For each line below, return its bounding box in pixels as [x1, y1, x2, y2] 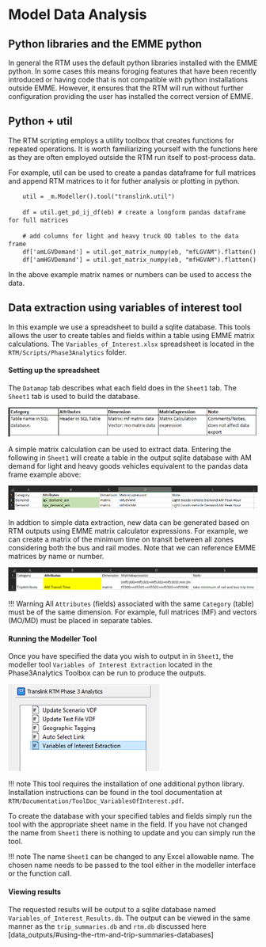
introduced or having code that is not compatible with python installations [8, 75, 248, 84]
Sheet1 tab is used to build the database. [8, 391, 140, 401]
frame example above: [8, 470, 82, 479]
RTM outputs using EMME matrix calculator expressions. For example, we [8, 526, 249, 535]
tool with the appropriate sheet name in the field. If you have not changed [8, 820, 248, 829]
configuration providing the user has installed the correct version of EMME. [8, 92, 253, 101]
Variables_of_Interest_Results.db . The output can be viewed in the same [8, 913, 251, 922]
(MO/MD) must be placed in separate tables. [8, 616, 153, 626]
